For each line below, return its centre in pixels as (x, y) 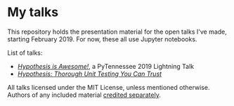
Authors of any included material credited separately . (84, 95)
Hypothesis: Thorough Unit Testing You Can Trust (90, 74)
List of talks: (25, 53)
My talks (33, 12)
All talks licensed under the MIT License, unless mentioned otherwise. (109, 87)
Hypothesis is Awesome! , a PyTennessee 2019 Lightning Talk (106, 66)
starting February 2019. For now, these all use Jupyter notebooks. (102, 39)
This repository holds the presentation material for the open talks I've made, (117, 32)
